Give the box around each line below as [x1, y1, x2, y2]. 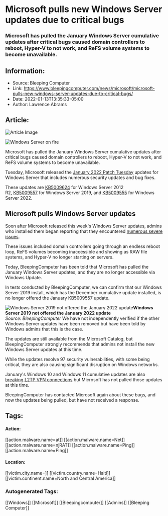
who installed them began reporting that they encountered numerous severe [5, 228, 163, 234]
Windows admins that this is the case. [5, 326, 84, 332]
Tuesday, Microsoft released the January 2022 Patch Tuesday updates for [5, 169, 159, 175]
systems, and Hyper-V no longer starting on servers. [5, 254, 114, 260]
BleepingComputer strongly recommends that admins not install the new [5, 341, 155, 347]
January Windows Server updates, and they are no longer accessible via [5, 269, 155, 275]
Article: [5, 116, 29, 124]
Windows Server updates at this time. [5, 346, 83, 353]
